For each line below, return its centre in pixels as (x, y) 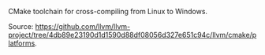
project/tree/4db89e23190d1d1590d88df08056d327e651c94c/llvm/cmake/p (132, 35)
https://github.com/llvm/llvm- (83, 26)
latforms (22, 43)
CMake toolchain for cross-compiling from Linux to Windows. (108, 11)
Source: (21, 26)
